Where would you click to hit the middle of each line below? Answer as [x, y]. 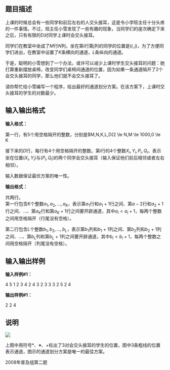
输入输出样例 [25, 261]
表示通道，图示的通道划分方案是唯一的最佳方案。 [56, 352]
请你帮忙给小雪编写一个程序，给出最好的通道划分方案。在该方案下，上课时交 [85, 86]
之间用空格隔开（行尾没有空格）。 [40, 218]
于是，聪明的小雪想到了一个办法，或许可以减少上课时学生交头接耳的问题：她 [85, 63]
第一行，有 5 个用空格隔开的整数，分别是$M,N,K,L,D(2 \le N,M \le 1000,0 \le [83, 134]
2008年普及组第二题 [26, 362]
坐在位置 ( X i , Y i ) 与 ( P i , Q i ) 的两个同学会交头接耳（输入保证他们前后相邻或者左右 [85, 158]
